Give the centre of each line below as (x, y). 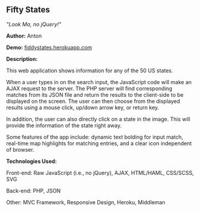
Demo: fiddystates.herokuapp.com (49, 47)
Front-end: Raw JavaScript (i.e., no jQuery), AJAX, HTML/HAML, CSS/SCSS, (100, 173)
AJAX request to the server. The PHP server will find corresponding (89, 88)
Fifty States (28, 10)
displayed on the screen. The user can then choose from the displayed (93, 101)
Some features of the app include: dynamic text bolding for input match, (95, 137)
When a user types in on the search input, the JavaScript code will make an (99, 82)
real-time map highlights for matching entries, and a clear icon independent (99, 143)
